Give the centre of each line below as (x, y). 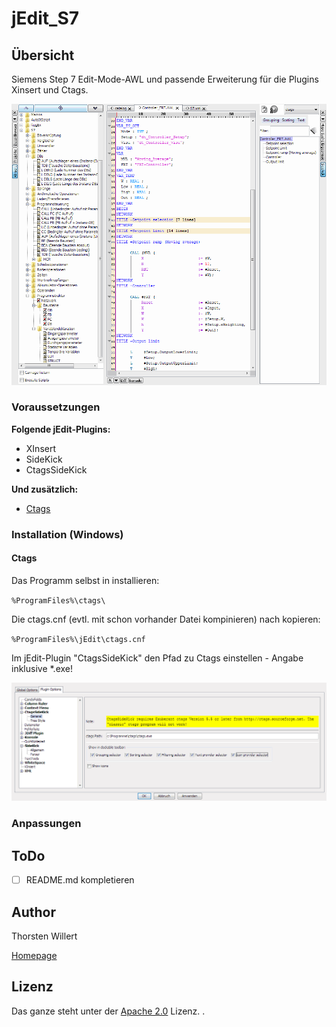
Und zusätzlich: (45, 489)
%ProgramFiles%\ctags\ (58, 600)
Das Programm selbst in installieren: (85, 580)
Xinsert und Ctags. (50, 90)
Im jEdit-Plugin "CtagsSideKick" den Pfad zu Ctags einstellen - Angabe (157, 658)
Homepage (34, 956)
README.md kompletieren (80, 880)
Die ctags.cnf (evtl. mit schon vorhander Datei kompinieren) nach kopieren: (166, 619)
